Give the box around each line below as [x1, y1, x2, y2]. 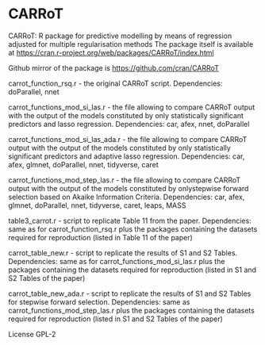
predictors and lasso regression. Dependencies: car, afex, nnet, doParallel [8, 119, 250, 128]
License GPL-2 [8, 329, 56, 339]
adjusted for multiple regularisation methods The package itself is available [8, 39, 254, 48]
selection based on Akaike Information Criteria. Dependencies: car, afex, [8, 192, 245, 201]
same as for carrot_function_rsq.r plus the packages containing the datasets [8, 224, 258, 234]
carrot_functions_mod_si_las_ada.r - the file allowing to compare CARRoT [8, 134, 248, 144]
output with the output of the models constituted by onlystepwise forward [8, 183, 249, 193]
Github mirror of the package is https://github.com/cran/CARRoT [8, 63, 220, 72]
